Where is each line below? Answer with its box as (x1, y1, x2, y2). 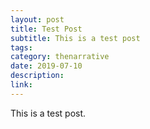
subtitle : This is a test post (10, 33, 141, 43)
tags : (10, 42, 33, 53)
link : (10, 80, 33, 90)
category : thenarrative (10, 52, 110, 62)
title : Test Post (10, 24, 83, 34)
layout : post (10, 14, 65, 25)
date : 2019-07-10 (10, 61, 83, 71)
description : (10, 71, 65, 81)
